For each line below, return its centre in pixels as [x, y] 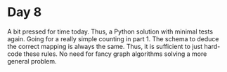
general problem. [32, 61]
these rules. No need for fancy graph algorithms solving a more [115, 54]
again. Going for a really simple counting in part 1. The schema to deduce [113, 38]
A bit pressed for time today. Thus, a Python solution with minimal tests [110, 31]
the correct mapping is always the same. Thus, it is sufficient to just [105, 46]
